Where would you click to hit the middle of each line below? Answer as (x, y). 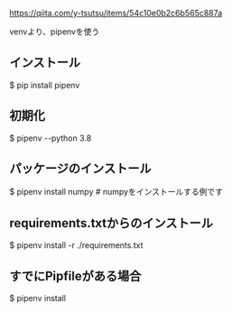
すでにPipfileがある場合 (75, 275)
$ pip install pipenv (45, 85)
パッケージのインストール (80, 169)
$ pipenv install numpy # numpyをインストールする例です (116, 192)
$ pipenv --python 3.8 (51, 138)
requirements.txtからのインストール (111, 223)
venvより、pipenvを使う (55, 32)
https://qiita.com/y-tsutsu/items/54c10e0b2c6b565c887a (116, 13)
